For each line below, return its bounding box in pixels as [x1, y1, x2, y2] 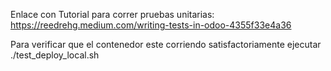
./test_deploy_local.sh [10, 49, 100, 61]
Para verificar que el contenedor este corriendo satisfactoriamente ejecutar [10, 39, 322, 50]
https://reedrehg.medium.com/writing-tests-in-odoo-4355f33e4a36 [10, 19, 292, 31]
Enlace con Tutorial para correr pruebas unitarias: [10, 9, 215, 20]
